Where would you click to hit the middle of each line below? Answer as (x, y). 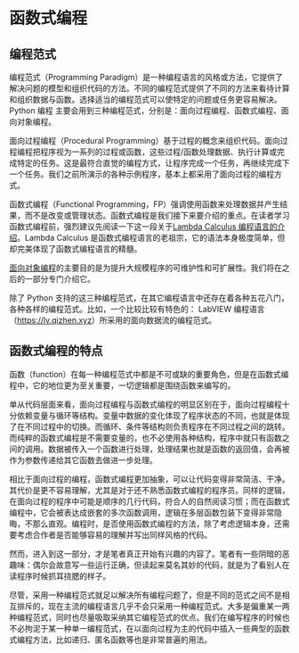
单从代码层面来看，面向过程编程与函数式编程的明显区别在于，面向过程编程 (145, 404)
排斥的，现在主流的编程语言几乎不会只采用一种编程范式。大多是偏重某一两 (153, 606)
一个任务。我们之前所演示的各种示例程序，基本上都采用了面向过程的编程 (141, 174)
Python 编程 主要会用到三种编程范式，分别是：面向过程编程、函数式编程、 (145, 111)
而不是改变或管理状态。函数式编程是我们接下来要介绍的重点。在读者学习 (157, 215)
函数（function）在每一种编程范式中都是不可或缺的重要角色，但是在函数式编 (149, 374)
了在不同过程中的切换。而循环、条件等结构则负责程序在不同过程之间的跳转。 (149, 426)
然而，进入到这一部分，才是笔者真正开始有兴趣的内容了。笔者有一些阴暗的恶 (149, 553)
